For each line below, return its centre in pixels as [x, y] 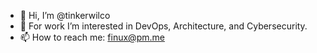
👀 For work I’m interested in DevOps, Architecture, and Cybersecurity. [163, 26]
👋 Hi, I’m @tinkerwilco [65, 15]
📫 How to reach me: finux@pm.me [92, 37]
